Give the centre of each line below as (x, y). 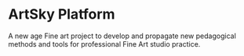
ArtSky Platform (62, 14)
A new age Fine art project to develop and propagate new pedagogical (122, 36)
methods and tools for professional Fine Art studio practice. (104, 44)
